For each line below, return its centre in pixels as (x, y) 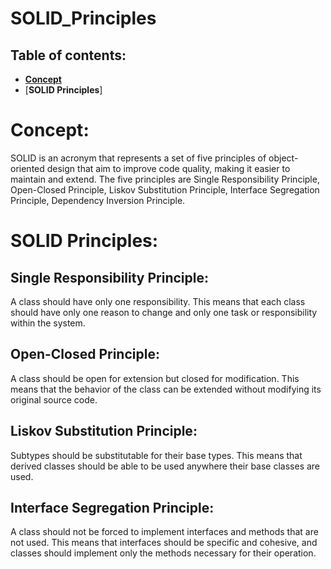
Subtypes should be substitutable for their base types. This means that (156, 455)
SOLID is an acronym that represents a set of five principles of (138, 158)
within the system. (48, 323)
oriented (27, 168)
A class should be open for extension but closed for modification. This (155, 378)
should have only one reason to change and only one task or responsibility (164, 312)
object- (283, 158)
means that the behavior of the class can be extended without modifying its (166, 389)
